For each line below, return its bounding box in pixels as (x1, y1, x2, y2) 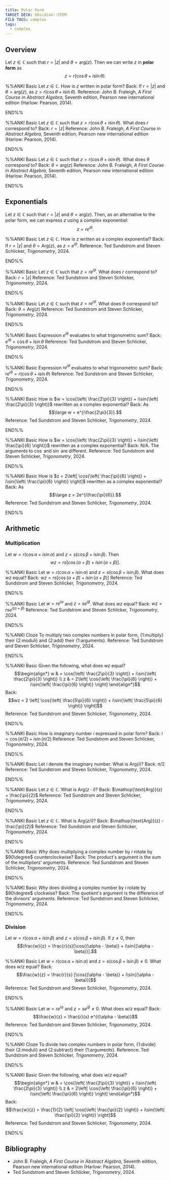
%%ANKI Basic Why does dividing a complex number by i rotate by (5, 885, 146, 890)
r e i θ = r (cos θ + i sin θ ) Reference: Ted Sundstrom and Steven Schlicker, (5, 370, 154, 377)
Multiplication (5, 540, 41, 547)
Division (5, 923, 26, 930)
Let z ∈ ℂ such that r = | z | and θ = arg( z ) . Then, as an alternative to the (5, 211, 156, 217)
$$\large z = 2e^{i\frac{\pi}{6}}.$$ (49, 492, 122, 497)
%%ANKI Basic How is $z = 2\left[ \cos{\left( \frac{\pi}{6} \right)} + (5, 473, 147, 479)
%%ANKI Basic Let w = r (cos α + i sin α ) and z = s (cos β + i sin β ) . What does (5, 569, 164, 575)
